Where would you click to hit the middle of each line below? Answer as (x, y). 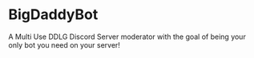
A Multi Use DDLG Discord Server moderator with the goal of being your (127, 37)
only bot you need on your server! (64, 44)
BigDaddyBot (53, 15)
